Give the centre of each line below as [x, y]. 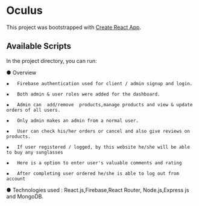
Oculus [25, 11]
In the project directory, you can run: [52, 60]
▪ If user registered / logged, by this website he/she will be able [98, 147]
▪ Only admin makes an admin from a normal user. [72, 121]
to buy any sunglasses [35, 152]
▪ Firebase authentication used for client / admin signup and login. [99, 83]
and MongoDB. [25, 196]
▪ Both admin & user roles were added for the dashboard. [84, 94]
